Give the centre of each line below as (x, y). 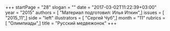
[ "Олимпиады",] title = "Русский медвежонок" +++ (61, 23)
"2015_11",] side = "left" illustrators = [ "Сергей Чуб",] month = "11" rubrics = (86, 18)
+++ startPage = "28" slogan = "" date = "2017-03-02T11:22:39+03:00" (81, 7)
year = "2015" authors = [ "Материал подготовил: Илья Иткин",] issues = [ (85, 12)
